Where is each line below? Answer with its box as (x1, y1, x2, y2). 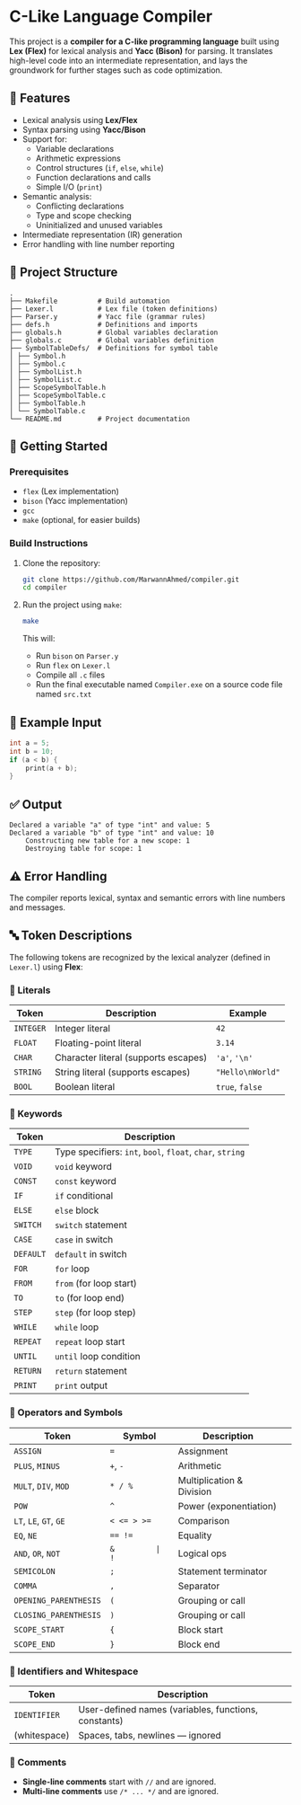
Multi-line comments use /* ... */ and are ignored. (21, 1786, 219, 1797)
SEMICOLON (13, 1566, 56, 1576)
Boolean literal (55, 1081, 116, 1093)
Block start (177, 1624, 224, 1636)
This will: (21, 633, 56, 644)
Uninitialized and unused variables (35, 219, 163, 230)
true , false (215, 1081, 262, 1093)
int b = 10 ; (9, 747, 54, 756)
